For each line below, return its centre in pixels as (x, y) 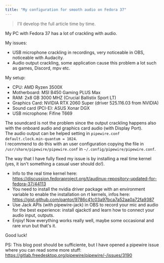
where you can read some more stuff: (43, 250)
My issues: (16, 43)
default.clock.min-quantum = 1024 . (41, 138)
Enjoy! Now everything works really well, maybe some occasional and (83, 220)
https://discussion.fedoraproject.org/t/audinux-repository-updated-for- (84, 178)
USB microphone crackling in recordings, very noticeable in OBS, (78, 52)
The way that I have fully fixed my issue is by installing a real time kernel (78, 159)
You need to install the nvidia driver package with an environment (79, 189)
